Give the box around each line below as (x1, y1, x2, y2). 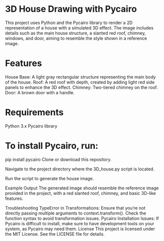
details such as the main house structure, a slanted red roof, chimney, (5, 30, 146, 36)
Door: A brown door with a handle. (5, 89, 75, 95)
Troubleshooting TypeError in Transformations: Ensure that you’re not (5, 205, 146, 211)
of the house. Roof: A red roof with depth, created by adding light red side (5, 79, 155, 85)
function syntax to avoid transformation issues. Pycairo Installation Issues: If (5, 215, 159, 221)
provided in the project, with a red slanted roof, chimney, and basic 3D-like (5, 190, 156, 196)
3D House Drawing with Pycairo (5, 3, 137, 15)
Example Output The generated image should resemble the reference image (5, 185, 159, 191)
